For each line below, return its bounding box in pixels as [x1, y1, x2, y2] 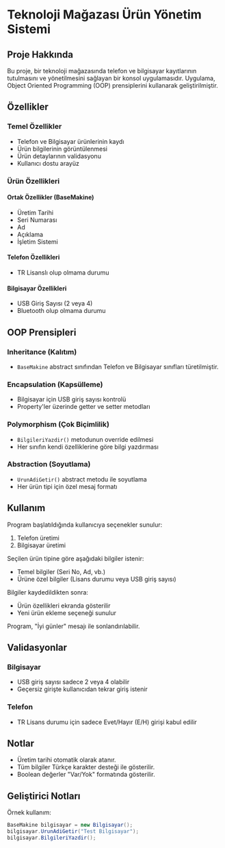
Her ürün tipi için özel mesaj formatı [16, 482, 118, 490]
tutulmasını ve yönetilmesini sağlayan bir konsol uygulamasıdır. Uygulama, [7, 74, 215, 82]
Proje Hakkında [7, 49, 74, 60]
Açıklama [16, 230, 43, 238]
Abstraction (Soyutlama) [7, 460, 91, 469]
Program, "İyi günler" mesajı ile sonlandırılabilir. [7, 622, 140, 630]
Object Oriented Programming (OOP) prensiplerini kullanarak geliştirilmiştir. [7, 82, 219, 89]
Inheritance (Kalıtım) [7, 347, 77, 356]
